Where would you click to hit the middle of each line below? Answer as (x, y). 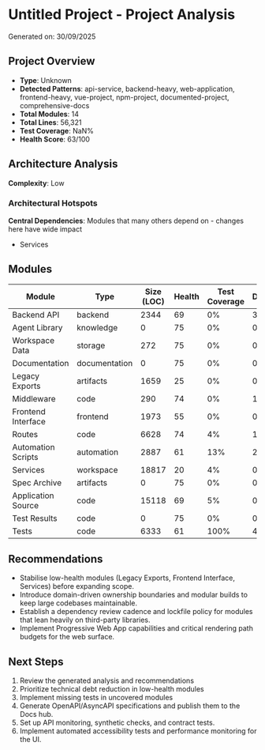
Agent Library (37, 327)
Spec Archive (37, 482)
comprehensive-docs (54, 105)
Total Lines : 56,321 (50, 122)
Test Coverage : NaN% (57, 130)
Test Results (35, 518)
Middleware (34, 398)
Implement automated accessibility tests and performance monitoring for (138, 731)
